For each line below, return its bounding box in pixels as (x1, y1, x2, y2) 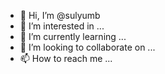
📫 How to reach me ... (19, 53, 113, 64)
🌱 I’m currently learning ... (19, 31, 127, 42)
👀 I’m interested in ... (19, 20, 105, 32)
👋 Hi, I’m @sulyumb (19, 10, 101, 21)
